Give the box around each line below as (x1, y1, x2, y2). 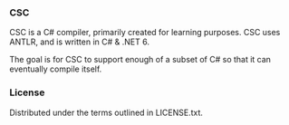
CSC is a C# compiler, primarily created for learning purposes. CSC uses (9, 27, 281, 38)
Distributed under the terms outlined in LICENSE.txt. (9, 107, 204, 118)
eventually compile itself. (9, 63, 102, 74)
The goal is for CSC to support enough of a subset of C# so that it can (9, 54, 272, 65)
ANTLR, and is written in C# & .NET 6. (9, 36, 149, 47)
